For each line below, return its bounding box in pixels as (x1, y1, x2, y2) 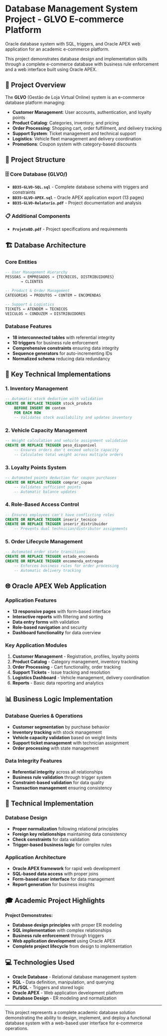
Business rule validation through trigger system (12, 774, 112, 780)
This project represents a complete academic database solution (5, 1010, 136, 1016)
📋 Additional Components (5, 213, 71, 220)
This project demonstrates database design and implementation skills (5, 55, 148, 61)
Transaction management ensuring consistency (12, 785, 112, 791)
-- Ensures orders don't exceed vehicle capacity (14, 447, 119, 452)
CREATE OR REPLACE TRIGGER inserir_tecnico (5, 517, 97, 522)
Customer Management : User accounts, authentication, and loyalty (12, 109, 152, 115)
